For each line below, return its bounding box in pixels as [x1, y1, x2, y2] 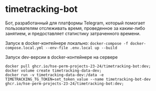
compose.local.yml [5, 45, 43, 50]
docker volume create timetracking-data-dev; [5, 68, 101, 73]
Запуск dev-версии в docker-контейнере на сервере [5, 54, 118, 60]
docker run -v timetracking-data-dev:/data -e [5, 72, 104, 78]
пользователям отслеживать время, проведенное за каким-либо [5, 25, 145, 31]
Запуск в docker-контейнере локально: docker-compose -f [5, 40, 128, 46]
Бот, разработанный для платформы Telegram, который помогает [5, 20, 145, 26]
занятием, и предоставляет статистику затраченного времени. [5, 30, 141, 36]
